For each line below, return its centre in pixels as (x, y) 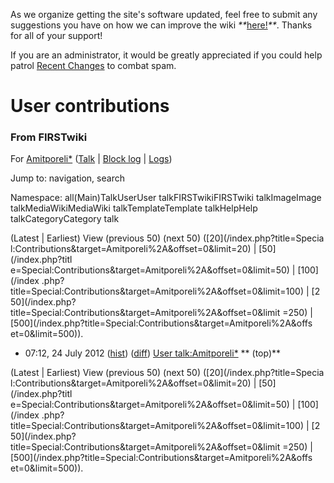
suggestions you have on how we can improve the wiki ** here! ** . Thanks (161, 25)
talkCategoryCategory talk (65, 219)
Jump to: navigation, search (67, 178)
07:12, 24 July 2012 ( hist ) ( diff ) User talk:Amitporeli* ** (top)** (153, 353)
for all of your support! (56, 35)
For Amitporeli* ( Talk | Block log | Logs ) (91, 159)
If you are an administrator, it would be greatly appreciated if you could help (166, 55)
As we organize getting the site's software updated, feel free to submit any (164, 14)
